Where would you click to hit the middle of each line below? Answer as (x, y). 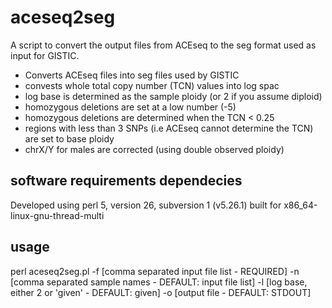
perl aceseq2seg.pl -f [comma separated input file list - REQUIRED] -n (155, 271)
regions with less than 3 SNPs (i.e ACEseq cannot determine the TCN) (169, 128)
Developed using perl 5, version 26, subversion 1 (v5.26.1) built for (146, 205)
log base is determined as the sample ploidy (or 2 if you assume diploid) (173, 96)
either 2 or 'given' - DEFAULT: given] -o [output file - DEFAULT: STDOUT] (161, 292)
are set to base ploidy (69, 138)
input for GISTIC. (45, 55)
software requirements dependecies (126, 181)
